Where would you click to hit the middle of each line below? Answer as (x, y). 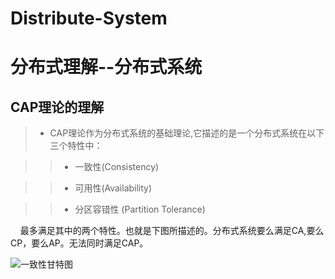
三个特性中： (76, 146)
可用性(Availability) (113, 188)
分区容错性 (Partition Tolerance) (140, 209)
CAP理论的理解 (57, 107)
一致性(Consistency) (117, 167)
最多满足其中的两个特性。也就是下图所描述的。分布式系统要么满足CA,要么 (172, 231)
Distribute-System (89, 18)
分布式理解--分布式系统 (106, 67)
